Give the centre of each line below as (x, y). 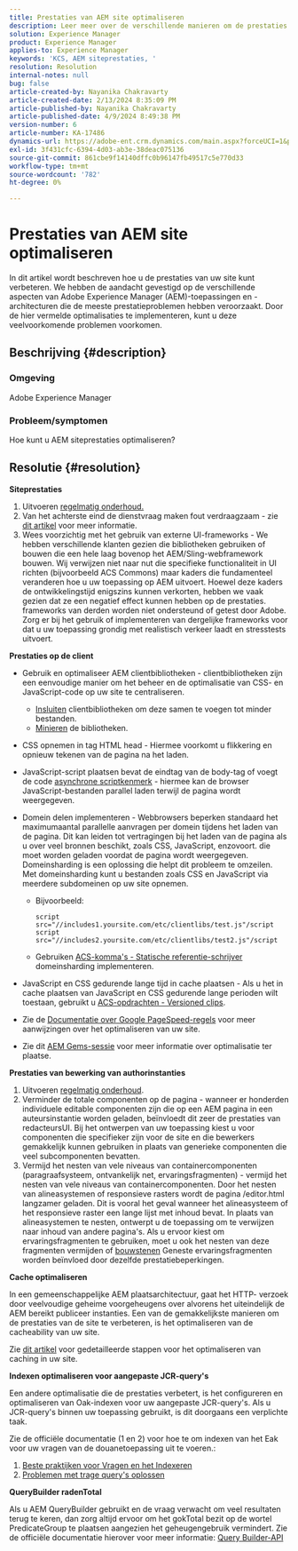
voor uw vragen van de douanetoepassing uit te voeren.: (113, 1448)
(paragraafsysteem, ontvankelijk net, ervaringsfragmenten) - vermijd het (154, 1174)
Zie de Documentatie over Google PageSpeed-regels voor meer (138, 1019)
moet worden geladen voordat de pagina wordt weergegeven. (135, 855)
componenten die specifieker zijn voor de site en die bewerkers (138, 1137)
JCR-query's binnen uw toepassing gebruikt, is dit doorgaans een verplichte (149, 1412)
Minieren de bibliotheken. (82, 728)
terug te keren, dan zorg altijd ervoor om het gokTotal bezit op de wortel (141, 1518)
